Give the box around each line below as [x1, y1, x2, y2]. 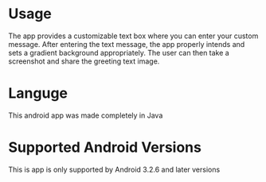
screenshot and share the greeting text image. [8, 56, 160, 66]
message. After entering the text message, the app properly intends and [8, 39, 245, 48]
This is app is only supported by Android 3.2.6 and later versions [8, 165, 221, 174]
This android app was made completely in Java [8, 110, 163, 120]
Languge [8, 84, 68, 103]
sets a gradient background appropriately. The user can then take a [8, 48, 229, 57]
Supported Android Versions [8, 138, 201, 157]
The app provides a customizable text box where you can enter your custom [8, 31, 259, 41]
